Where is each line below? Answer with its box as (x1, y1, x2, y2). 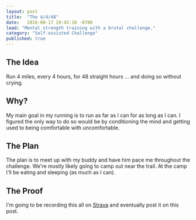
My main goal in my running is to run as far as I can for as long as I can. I (6, 112, 181, 119)
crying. (6, 79, 23, 86)
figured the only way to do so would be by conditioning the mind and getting (6, 118, 190, 125)
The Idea (6, 57, 39, 67)
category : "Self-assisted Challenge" (6, 30, 98, 36)
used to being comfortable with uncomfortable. (6, 124, 120, 131)
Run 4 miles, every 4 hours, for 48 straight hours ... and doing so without (6, 73, 181, 80)
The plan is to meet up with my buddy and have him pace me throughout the (6, 156, 191, 164)
